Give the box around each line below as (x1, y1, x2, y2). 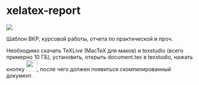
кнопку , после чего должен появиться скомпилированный (6, 65, 172, 73)
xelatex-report (6, 4, 81, 18)
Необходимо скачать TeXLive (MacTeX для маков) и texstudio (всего (6, 47, 184, 54)
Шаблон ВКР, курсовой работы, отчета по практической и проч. (6, 35, 174, 42)
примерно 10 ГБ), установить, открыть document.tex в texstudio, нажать (6, 53, 193, 61)
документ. (6, 72, 33, 79)
